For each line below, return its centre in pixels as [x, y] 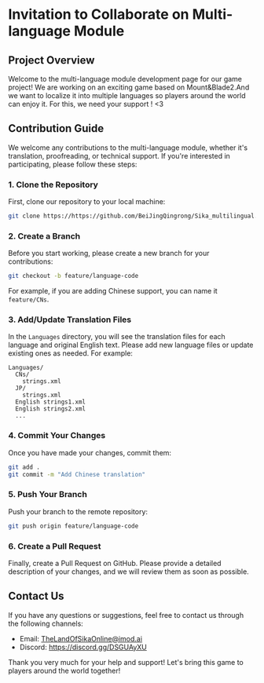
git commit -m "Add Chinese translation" [77, 474]
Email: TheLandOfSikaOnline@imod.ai [81, 638]
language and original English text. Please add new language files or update [131, 345]
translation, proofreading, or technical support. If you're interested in [119, 155]
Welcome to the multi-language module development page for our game [125, 79]
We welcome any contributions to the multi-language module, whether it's [128, 148]
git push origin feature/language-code [73, 526]
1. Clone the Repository [53, 184]
